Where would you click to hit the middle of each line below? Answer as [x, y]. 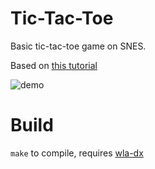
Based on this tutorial [54, 65]
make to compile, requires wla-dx [77, 153]
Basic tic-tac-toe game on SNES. [78, 46]
